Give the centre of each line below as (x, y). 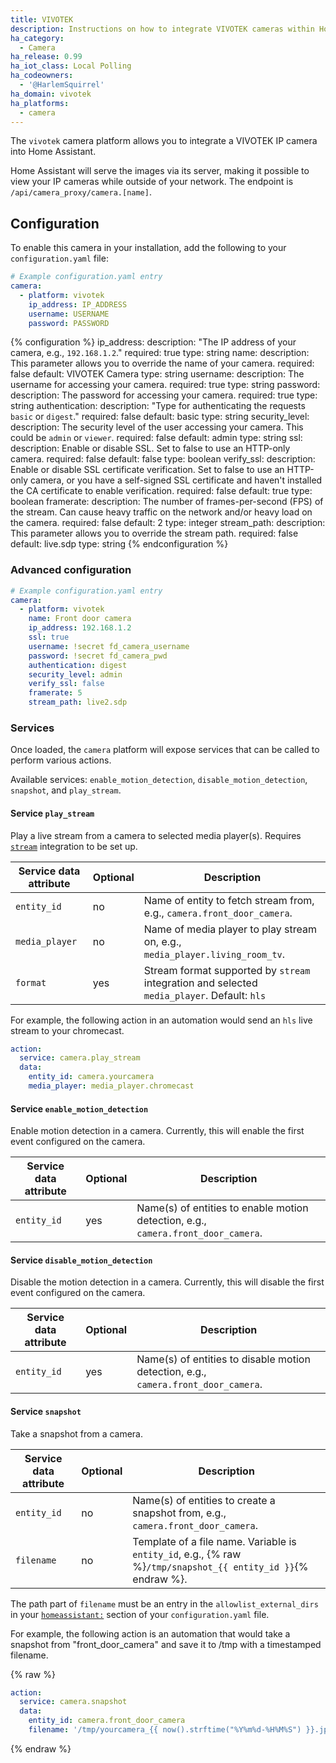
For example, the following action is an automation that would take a (150, 1633)
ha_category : (37, 38)
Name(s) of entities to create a (204, 1500)
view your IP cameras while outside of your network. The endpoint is (152, 182)
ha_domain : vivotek (51, 94)
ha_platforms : (40, 103)
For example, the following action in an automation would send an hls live (161, 1020)
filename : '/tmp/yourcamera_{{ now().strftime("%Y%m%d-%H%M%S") (165, 1730)
